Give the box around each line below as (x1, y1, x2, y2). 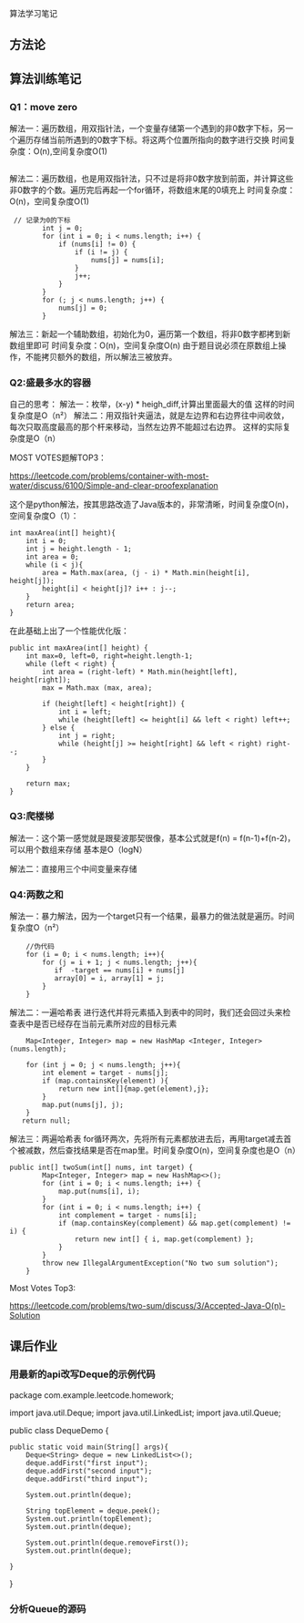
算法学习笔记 (9, 8, 57, 18)
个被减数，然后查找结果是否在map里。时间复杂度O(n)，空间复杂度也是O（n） (9, 1145, 300, 1156)
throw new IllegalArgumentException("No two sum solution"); (42, 1258, 279, 1268)
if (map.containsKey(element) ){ (42, 1076, 169, 1085)
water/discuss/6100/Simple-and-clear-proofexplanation (9, 480, 218, 491)
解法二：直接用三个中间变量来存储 (9, 863, 137, 874)
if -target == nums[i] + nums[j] (54, 965, 185, 975)
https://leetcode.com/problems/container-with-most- (9, 470, 209, 481)
